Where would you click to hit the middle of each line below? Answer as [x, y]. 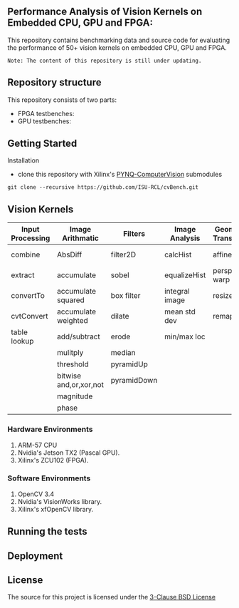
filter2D [123, 254]
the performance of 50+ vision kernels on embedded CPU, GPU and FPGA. [117, 47]
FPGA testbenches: [46, 113]
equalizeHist [185, 275]
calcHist [178, 254]
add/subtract [79, 336]
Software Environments [49, 478]
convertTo [28, 296]
